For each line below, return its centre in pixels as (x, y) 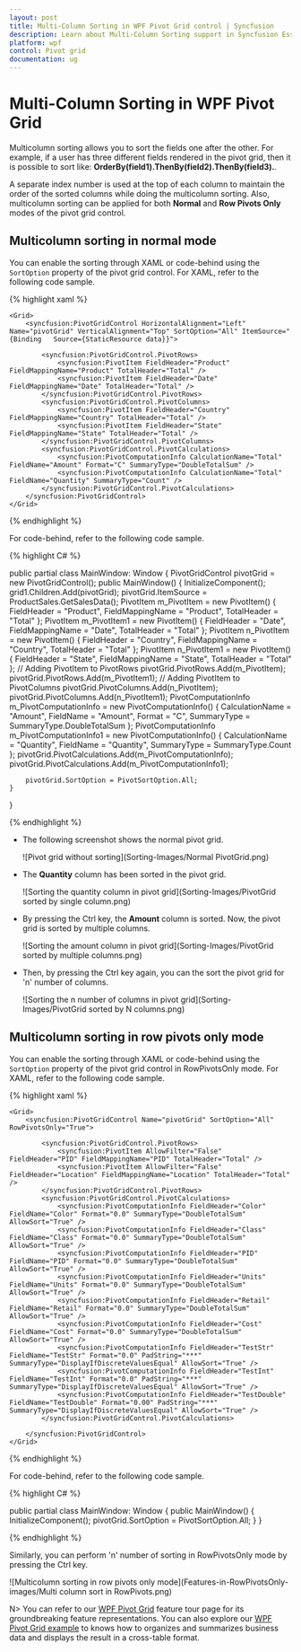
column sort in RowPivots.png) (116, 1591)
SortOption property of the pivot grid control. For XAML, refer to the (134, 272)
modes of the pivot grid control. (68, 213)
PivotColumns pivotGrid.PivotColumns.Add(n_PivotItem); (114, 687)
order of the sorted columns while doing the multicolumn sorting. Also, (140, 193)
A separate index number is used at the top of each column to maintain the (147, 184)
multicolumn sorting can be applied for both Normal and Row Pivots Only (145, 203)
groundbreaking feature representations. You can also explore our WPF (141, 1618)
